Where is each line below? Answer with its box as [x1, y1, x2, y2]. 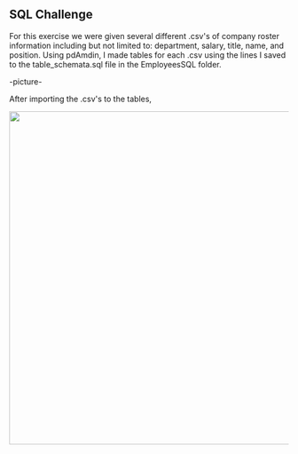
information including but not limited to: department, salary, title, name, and [9, 40, 285, 51]
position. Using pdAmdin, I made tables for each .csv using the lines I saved [9, 49, 286, 60]
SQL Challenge [9, 7, 93, 22]
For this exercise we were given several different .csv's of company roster [9, 30, 280, 41]
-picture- [9, 76, 43, 87]
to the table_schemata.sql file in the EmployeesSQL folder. [9, 59, 222, 69]
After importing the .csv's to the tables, [9, 93, 153, 104]
